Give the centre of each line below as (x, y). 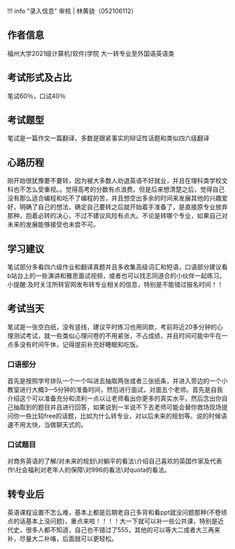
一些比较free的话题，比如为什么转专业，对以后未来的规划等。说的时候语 (123, 416)
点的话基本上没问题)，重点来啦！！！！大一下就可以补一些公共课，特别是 (113, 521)
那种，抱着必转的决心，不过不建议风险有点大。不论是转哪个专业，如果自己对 (117, 216)
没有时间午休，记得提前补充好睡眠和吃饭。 (80, 344)
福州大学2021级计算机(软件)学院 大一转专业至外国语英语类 (91, 53)
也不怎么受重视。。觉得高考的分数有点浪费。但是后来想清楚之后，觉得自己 (119, 189)
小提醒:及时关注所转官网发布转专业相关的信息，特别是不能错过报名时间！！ (115, 285)
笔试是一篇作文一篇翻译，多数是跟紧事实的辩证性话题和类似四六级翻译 (108, 138)
